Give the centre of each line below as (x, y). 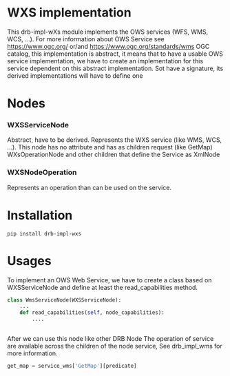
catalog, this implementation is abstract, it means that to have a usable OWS (115, 54)
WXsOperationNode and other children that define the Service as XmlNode (114, 155)
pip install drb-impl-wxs (44, 233)
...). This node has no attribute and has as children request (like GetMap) (110, 147)
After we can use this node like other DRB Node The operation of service (111, 338)
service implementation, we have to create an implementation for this (105, 61)
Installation (40, 215)
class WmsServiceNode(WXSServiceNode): (64, 300)
